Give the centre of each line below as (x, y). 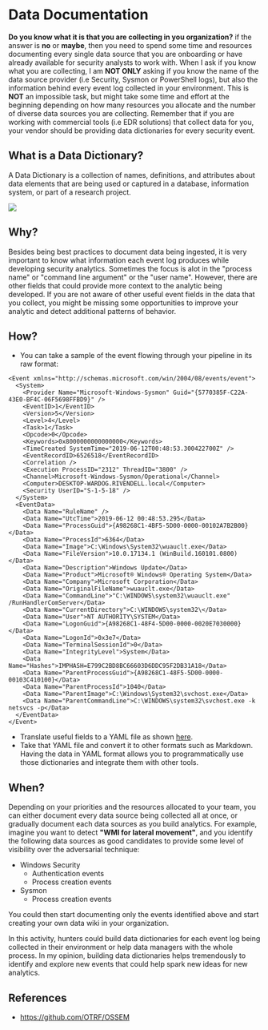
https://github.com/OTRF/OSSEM (75, 1017)
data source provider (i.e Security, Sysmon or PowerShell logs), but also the (133, 79)
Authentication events (68, 874)
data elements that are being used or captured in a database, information (129, 183)
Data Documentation (78, 15)
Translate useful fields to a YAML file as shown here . (106, 737)
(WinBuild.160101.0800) (198, 554)
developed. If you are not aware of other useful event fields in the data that (132, 294)
